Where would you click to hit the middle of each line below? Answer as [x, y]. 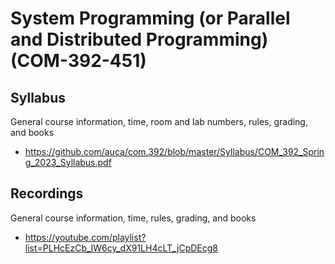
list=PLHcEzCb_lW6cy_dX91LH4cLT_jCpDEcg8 [121, 248]
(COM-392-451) [78, 61]
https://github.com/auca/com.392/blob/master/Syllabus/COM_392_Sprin [174, 151]
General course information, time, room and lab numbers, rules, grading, [159, 121]
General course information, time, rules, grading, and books [133, 218]
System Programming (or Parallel [150, 18]
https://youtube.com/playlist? [85, 237]
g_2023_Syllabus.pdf [68, 162]
